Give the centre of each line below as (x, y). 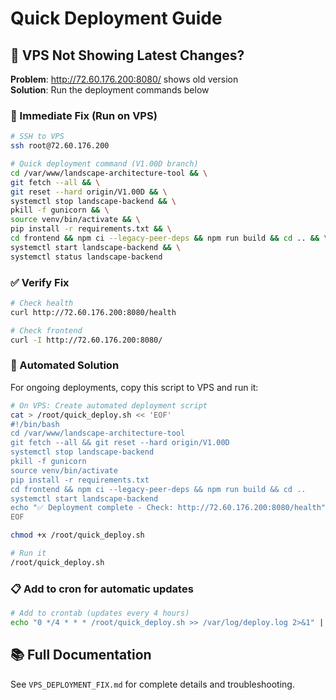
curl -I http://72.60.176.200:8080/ (86, 340)
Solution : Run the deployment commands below (110, 90)
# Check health (42, 303)
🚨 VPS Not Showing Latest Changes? (127, 55)
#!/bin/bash (35, 424)
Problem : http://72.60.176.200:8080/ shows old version (124, 79)
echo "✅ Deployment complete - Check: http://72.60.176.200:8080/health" (168, 508)
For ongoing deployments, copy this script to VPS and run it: (134, 387)
